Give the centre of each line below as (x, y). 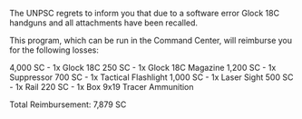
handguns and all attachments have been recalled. (103, 23)
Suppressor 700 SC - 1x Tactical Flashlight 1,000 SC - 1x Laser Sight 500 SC (151, 77)
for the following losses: (54, 50)
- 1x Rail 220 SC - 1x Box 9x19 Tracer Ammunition (102, 87)
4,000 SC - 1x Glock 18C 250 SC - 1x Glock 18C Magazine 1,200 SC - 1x (143, 68)
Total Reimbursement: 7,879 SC (68, 104)
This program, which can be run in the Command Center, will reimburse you (151, 40)
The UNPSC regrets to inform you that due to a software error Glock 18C (144, 13)
